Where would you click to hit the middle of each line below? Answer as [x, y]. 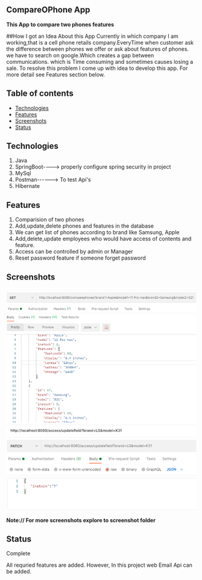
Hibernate [27, 186]
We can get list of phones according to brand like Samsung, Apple [97, 232]
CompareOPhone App [48, 10]
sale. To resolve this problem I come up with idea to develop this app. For [97, 68]
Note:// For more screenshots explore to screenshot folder [81, 520]
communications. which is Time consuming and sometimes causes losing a [100, 61]
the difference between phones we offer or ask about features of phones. [97, 49]
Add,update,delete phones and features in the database [84, 226]
